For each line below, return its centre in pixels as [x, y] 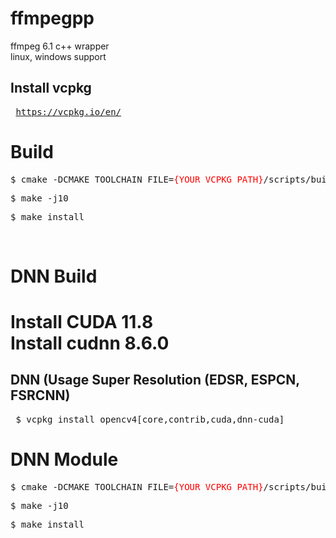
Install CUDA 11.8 [82, 322]
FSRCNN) [40, 395]
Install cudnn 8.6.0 [90, 343]
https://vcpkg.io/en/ [68, 111]
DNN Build [54, 276]
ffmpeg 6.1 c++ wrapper [60, 46]
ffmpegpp [52, 18]
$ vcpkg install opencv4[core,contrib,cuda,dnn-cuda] [150, 419]
